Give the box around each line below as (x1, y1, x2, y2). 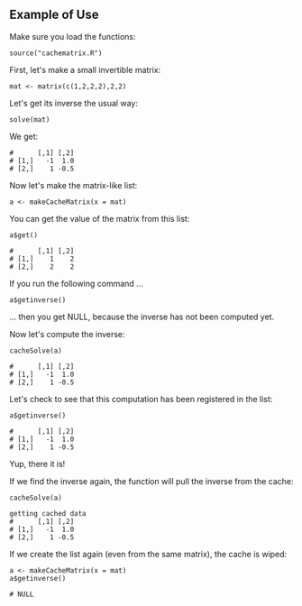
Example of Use (9, 7, 99, 23)
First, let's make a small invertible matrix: (9, 64, 161, 75)
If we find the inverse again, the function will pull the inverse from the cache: (9, 475, 294, 486)
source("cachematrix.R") (9, 49, 103, 58)
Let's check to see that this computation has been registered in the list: (9, 393, 273, 404)
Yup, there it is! (9, 458, 66, 469)
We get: (9, 131, 39, 142)
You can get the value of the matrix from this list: (9, 213, 190, 224)
